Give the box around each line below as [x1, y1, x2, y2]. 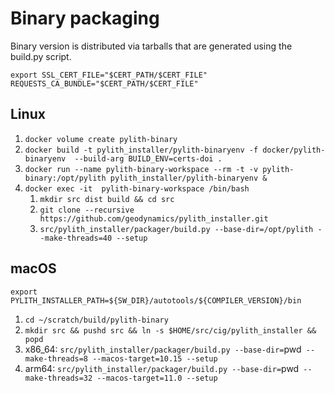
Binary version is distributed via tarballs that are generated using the [10, 40, 293, 52]
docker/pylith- [262, 145, 326, 155]
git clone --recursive [39, 205, 135, 215]
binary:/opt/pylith [24, 173, 107, 183]
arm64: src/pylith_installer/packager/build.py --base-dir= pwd [24, 362, 300, 374]
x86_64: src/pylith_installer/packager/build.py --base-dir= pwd [24, 343, 302, 355]
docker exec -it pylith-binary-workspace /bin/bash [24, 183, 250, 194]
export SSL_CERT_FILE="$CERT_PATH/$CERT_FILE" [10, 70, 208, 80]
